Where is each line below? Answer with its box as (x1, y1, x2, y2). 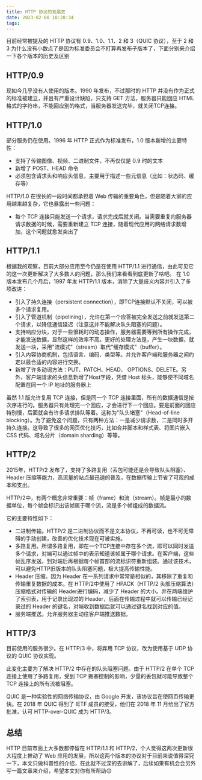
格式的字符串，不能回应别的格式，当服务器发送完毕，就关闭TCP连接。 (6, 102, 180, 109)
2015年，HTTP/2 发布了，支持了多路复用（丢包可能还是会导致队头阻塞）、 (6, 466, 189, 474)
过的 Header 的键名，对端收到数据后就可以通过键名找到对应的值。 (20, 603, 185, 610)
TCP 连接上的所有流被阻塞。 (6, 680, 76, 688)
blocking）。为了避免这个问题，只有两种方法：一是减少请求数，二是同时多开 (6, 416, 194, 423)
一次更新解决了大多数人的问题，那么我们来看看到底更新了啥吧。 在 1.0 (16, 270, 191, 277)
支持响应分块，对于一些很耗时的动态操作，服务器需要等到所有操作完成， (14, 328, 194, 335)
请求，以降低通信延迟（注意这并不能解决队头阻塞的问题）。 (20, 320, 165, 328)
